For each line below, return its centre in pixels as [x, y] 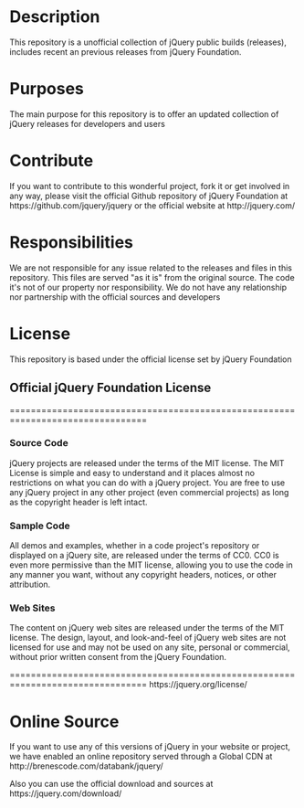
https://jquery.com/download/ [66, 793]
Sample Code [40, 526]
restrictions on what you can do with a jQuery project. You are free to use [147, 483]
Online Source [64, 722]
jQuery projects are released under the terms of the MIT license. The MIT [147, 462]
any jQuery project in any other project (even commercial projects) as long [149, 492]
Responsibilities [72, 242]
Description [55, 17]
